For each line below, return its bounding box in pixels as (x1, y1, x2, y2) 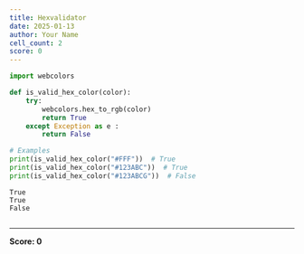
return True (42, 113, 88, 122)
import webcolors (9, 71, 75, 81)
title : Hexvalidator (9, 13, 88, 23)
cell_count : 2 (9, 38, 63, 48)
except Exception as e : (25, 121, 119, 131)
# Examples (9, 146, 51, 155)
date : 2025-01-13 (9, 22, 75, 31)
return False (42, 130, 91, 139)
